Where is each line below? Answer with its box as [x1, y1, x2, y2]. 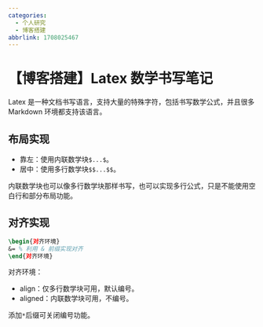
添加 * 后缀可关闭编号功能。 [8, 310, 95, 320]
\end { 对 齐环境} [8, 252, 53, 260]
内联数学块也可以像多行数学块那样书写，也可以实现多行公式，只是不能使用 [8, 182, 249, 190]
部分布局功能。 [28, 191, 77, 200]
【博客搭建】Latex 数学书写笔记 [8, 70, 214, 87]
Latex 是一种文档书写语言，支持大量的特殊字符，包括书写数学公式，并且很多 [8, 97, 255, 107]
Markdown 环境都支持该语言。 [8, 107, 107, 116]
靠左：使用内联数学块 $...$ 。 [19, 155, 114, 163]
